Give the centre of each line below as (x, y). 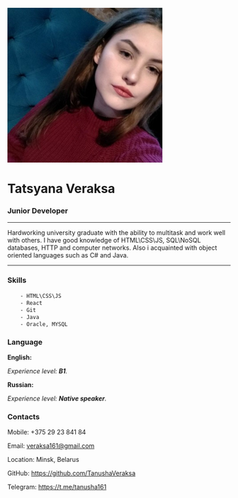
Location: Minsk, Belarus (43, 460)
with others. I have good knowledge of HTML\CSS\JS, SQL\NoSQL (104, 241)
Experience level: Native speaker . (57, 399)
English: (19, 357)
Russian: (21, 385)
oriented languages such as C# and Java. (68, 255)
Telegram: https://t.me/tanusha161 (57, 487)
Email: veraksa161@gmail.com (51, 446)
